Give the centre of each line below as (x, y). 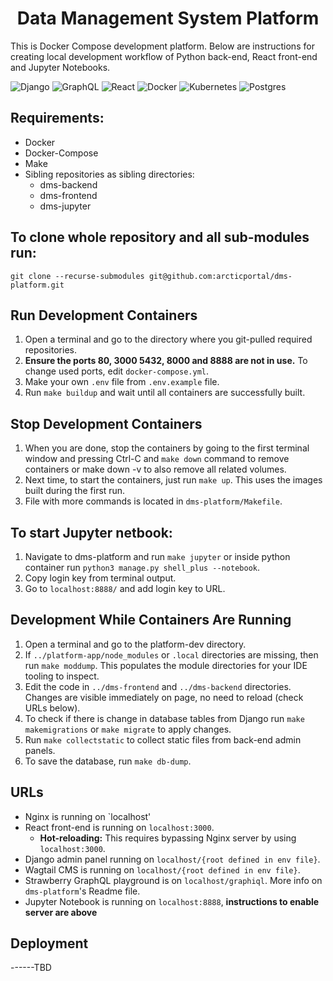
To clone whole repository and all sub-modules (160, 237)
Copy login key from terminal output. (100, 578)
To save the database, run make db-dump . (108, 761)
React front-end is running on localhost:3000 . (119, 827)
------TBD (31, 968)
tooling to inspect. (62, 676)
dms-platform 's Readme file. (82, 891)
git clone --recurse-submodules (77, 276)
